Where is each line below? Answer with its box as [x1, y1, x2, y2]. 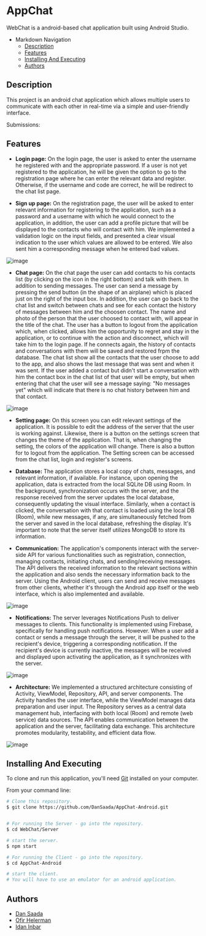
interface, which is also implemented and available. [15, 590, 145, 597]
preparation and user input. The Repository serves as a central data [15, 703, 186, 710]
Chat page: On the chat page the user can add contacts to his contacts [15, 269, 196, 276]
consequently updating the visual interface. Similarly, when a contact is [15, 500, 196, 507]
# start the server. [6, 837, 59, 843]
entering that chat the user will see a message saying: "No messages [15, 380, 190, 387]
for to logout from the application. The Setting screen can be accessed [15, 449, 194, 456]
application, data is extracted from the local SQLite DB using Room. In [15, 480, 191, 488]
